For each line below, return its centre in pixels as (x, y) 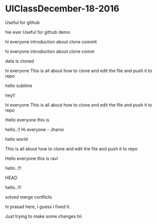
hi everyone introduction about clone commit (51, 42)
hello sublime (19, 86)
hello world (17, 139)
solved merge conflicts (29, 197)
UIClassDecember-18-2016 (62, 9)
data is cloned (20, 61)
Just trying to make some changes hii (43, 216)
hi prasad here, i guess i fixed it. (38, 207)
